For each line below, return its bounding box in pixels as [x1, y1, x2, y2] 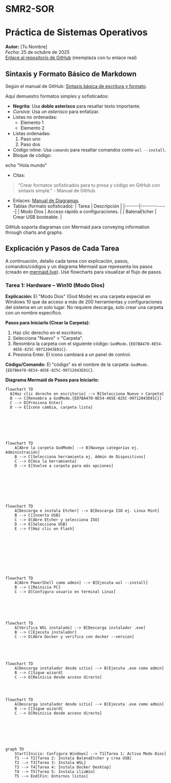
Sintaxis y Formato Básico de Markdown [5, 69, 137, 78]
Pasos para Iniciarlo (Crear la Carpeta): [5, 320, 90, 326]
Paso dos [20, 141, 41, 147]
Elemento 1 [20, 119, 44, 125]
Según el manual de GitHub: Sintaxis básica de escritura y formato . [5, 83, 147, 89]
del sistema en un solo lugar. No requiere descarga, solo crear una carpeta [5, 304, 163, 311]
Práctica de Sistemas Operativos [5, 27, 148, 39]
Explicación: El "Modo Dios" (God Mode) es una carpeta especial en [5, 294, 151, 300]
